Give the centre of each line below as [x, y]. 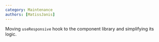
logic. [11, 34]
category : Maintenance [29, 10]
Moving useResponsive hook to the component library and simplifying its [80, 28]
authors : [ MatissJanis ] [30, 14]
